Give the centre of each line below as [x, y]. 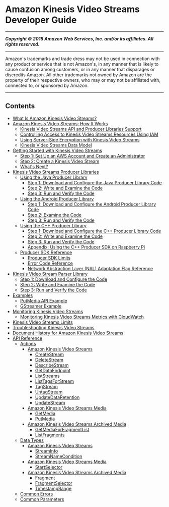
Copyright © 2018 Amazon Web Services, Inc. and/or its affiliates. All [79, 38]
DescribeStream [52, 365]
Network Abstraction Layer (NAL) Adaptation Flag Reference [90, 268]
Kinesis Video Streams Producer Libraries [56, 172]
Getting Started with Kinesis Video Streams [57, 150]
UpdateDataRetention [57, 397]
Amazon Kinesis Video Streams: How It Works [60, 123]
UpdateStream [50, 402]
